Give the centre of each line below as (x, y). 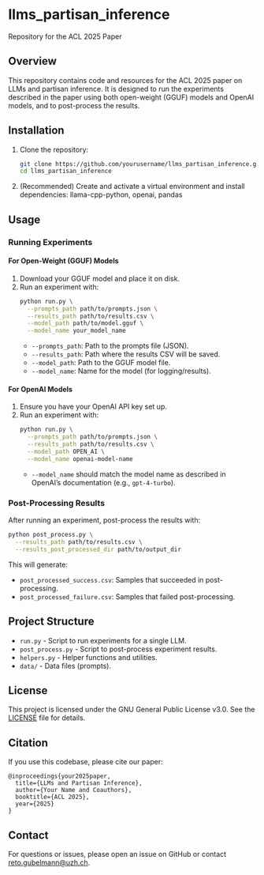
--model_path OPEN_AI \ (66, 452)
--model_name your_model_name (76, 331)
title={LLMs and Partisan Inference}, (79, 783)
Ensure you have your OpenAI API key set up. (93, 407)
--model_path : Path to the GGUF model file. (101, 363)
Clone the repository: (54, 149)
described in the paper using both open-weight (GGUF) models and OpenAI (131, 97)
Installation (36, 131)
